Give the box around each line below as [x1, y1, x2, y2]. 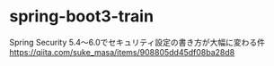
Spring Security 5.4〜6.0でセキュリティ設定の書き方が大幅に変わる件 [9, 37, 265, 47]
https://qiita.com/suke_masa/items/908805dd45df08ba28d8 [9, 46, 235, 57]
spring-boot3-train [9, 6, 155, 27]
